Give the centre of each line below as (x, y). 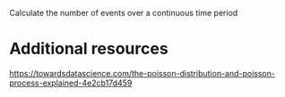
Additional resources (89, 49)
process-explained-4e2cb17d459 (71, 83)
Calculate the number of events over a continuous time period (124, 13)
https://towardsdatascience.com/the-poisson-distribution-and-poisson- (142, 73)
